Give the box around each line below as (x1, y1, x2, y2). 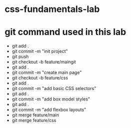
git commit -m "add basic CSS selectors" (11, 85, 97, 91)
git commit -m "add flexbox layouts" (11, 106, 87, 113)
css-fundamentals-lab (4, 3, 100, 15)
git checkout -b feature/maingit (11, 59, 76, 65)
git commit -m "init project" (11, 48, 68, 54)
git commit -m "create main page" (11, 69, 82, 75)
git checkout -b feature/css (11, 75, 68, 81)
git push (11, 53, 29, 59)
